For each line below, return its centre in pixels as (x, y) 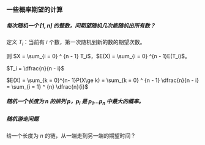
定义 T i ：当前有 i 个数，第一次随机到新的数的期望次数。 (76, 43)
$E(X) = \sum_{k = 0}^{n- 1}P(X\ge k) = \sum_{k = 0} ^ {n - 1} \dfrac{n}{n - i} (103, 80)
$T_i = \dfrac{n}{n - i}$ (35, 68)
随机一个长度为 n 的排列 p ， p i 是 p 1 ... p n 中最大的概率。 (75, 102)
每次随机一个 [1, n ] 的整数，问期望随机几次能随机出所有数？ (81, 25)
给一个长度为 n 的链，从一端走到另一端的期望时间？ (71, 135)
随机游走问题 (22, 119)
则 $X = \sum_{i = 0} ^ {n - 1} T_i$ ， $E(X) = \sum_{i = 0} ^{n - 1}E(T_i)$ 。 (99, 56)
